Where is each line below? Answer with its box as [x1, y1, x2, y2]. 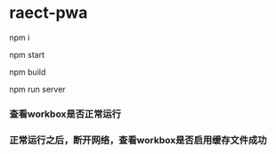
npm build [9, 66, 46, 77]
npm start [9, 49, 45, 60]
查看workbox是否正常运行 [9, 108, 122, 120]
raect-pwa [9, 3, 88, 23]
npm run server [9, 84, 66, 94]
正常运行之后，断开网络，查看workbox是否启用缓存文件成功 [9, 134, 267, 146]
